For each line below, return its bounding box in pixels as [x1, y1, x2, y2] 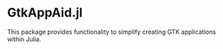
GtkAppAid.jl [7, 5, 83, 21]
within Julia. [7, 35, 42, 43]
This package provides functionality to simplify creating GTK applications [7, 28, 216, 36]
